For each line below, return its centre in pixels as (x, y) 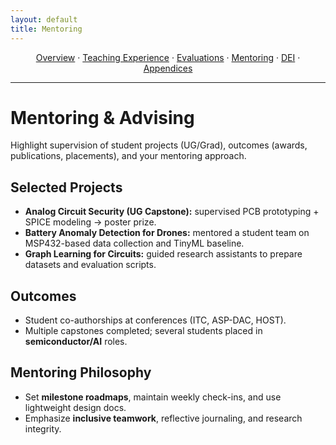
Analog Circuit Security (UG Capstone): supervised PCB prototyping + (172, 212)
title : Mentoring (46, 29)
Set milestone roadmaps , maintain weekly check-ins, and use (153, 397)
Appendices (168, 68)
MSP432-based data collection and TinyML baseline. (134, 243)
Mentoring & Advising (102, 117)
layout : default (44, 19)
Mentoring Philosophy (81, 372)
